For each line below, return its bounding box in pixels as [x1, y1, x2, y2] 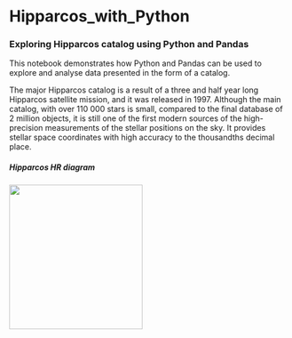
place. [9, 141, 33, 152]
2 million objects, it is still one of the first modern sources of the [9, 113, 242, 124]
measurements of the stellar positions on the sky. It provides [44, 123, 266, 133]
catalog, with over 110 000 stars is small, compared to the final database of [9, 104, 283, 115]
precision [9, 123, 43, 133]
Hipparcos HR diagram [9, 162, 96, 173]
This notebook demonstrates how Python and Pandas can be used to [9, 58, 262, 68]
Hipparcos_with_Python [9, 6, 190, 27]
